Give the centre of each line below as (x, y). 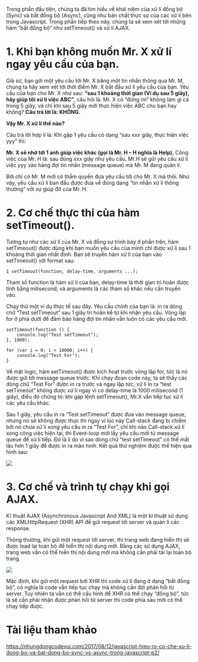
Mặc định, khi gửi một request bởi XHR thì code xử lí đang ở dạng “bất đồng (98, 581)
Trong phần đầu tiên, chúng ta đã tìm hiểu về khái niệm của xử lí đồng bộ (95, 9)
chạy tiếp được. (25, 606)
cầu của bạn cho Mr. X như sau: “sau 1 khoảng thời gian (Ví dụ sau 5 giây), (98, 93)
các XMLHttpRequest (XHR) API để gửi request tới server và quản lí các (93, 522)
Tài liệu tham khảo (52, 630)
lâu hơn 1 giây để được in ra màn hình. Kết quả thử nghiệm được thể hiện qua (99, 445)
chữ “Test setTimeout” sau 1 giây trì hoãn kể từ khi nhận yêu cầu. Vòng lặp (96, 312)
